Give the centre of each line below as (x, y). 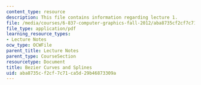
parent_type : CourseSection (41, 56)
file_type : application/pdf (41, 28)
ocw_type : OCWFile (29, 45)
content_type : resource (36, 12)
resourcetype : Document (36, 62)
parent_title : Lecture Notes (42, 51)
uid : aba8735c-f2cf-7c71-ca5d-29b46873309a (61, 73)
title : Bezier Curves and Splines (49, 67)
